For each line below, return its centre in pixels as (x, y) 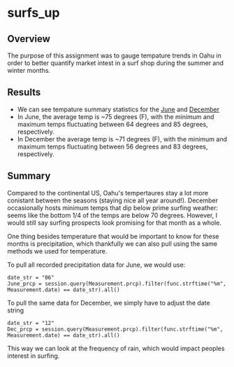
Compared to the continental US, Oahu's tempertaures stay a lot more (108, 193)
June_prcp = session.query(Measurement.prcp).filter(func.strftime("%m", (117, 284)
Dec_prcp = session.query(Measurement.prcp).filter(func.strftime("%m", (115, 329)
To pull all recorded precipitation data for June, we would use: (96, 265)
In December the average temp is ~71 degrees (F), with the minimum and (122, 139)
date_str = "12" (31, 323)
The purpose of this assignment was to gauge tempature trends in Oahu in (114, 55)
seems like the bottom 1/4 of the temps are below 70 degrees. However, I (112, 215)
